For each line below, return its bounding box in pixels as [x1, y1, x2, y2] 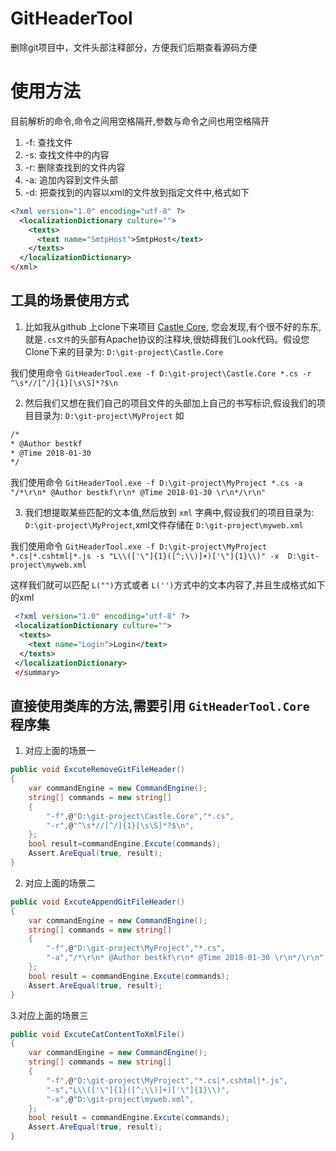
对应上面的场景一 [24, 745, 96, 757]
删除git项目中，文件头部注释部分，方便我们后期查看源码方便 [10, 41, 258, 53]
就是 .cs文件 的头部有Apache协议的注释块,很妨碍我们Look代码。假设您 [24, 333, 310, 345]
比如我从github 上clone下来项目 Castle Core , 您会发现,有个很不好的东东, [24, 320, 322, 332]
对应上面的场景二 [24, 877, 96, 889]
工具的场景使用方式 [10, 292, 129, 309]
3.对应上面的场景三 [10, 1009, 89, 1021]
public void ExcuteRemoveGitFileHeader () [10, 765, 186, 775]
